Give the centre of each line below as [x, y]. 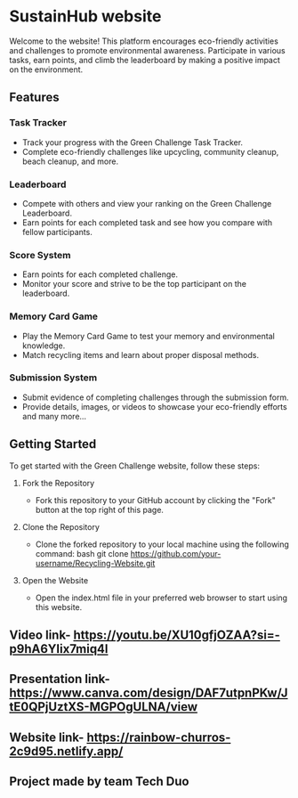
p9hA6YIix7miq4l [59, 649]
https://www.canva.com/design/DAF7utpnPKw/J [149, 693]
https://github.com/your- [176, 553]
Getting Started [53, 444]
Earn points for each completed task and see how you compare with [147, 222]
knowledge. [44, 346]
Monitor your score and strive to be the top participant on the [134, 284]
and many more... [54, 416]
